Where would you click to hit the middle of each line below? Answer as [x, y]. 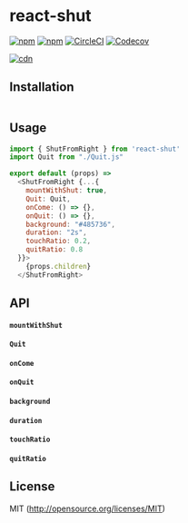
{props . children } [59, 266]
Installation [42, 87]
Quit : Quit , [48, 199]
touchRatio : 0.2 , [59, 242]
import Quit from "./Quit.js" [67, 157]
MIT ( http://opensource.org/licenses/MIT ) [88, 508]
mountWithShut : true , [66, 191]
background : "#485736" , [71, 224]
